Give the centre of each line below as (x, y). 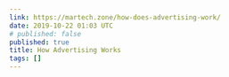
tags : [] (25, 58)
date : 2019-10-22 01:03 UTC (61, 26)
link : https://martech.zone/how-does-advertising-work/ (115, 17)
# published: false (45, 34)
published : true (39, 42)
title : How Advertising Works (65, 50)
